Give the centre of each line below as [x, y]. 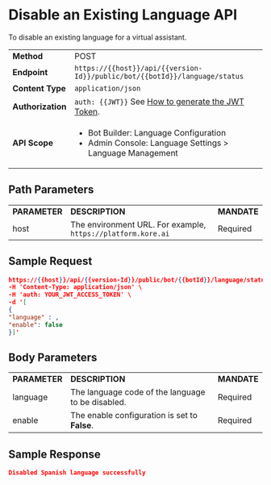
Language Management [133, 153]
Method [28, 56]
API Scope [33, 143]
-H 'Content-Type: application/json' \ [75, 287]
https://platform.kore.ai [120, 233]
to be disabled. [98, 403]
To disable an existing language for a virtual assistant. [98, 37]
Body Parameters [53, 357]
